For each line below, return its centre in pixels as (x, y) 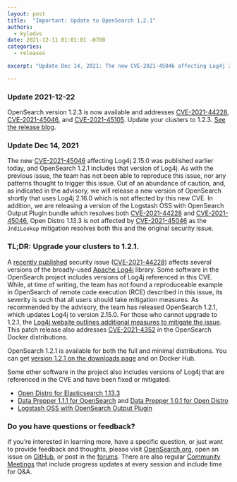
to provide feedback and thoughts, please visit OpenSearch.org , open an (113, 449)
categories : (25, 47)
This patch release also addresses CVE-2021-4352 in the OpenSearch (109, 330)
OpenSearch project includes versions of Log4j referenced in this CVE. (110, 277)
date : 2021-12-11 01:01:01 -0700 (56, 40)
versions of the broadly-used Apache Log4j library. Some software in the (113, 270)
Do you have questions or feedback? (71, 426)
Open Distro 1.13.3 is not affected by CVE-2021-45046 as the (118, 221)
